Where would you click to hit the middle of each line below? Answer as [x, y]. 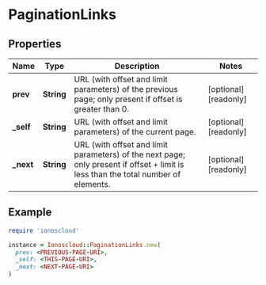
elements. [92, 184]
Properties [35, 44]
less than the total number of [127, 174]
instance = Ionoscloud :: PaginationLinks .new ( [84, 245]
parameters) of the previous [126, 89]
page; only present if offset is [128, 99]
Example [30, 213]
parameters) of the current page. [135, 132]
